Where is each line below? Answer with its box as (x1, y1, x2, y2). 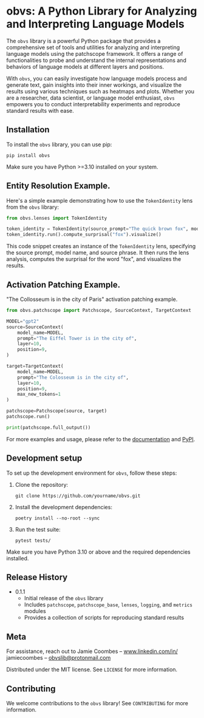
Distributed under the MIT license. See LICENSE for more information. (6, 666, 178, 673)
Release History (6, 572, 68, 582)
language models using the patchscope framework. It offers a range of (6, 50, 183, 57)
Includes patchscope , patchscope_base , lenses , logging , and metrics (24, 601, 193, 608)
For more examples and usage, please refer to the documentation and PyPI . (6, 435, 195, 442)
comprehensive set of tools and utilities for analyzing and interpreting (6, 44, 180, 51)
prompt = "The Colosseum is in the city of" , (17, 374, 129, 381)
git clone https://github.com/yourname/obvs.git (15, 493, 141, 499)
